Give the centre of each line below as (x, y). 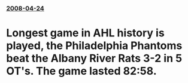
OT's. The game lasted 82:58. (81, 71)
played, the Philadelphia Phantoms (94, 46)
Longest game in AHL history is (85, 33)
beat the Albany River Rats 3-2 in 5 (94, 59)
